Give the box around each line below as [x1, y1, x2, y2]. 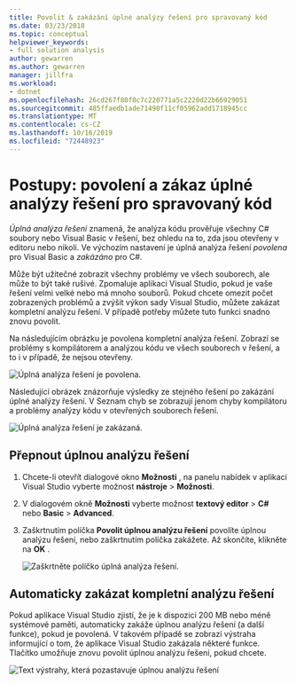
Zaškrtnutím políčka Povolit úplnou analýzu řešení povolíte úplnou [21, 524, 267, 535]
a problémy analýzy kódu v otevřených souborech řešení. [9, 405, 219, 415]
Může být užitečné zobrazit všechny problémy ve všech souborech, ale [9, 268, 270, 279]
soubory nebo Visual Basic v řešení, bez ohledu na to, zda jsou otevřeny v [9, 232, 279, 243]
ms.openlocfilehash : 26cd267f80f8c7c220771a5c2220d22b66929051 [9, 95, 248, 105]
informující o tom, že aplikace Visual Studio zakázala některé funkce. [9, 638, 260, 649]
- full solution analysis [9, 46, 105, 55]
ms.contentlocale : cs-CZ [9, 121, 101, 130]
